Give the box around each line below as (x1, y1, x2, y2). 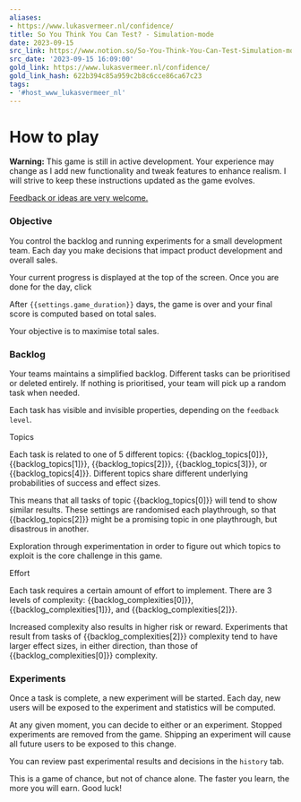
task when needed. (9, 387, 81, 399)
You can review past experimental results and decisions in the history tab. (9, 756, 285, 767)
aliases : (9, 13, 42, 22)
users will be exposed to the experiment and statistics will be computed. (9, 703, 276, 713)
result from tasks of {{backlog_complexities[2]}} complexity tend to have (9, 631, 278, 642)
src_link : (9, 47, 47, 56)
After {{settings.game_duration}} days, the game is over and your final (9, 298, 273, 309)
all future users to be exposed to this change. (9, 738, 176, 749)
